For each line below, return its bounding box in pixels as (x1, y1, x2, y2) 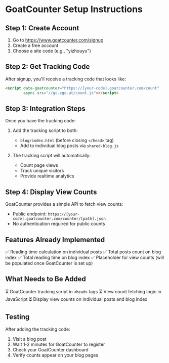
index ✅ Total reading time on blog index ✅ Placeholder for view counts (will (5, 254, 164, 260)
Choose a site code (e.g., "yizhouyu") (12, 48, 91, 54)
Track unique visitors (20, 168, 64, 174)
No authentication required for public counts (12, 221, 105, 227)
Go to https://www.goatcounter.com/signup (12, 37, 104, 43)
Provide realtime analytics (20, 173, 74, 179)
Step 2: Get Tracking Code (5, 62, 90, 71)
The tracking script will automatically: (12, 153, 91, 159)
